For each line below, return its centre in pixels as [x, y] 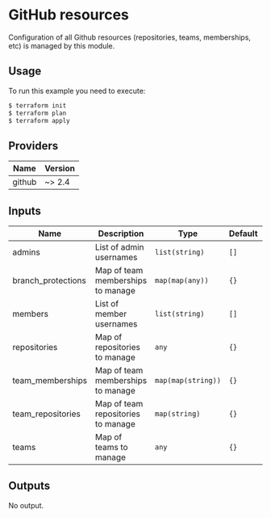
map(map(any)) [181, 280]
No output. [26, 505]
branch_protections [49, 280]
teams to [111, 447]
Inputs [25, 211]
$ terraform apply [39, 120]
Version [59, 169]
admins [26, 252]
